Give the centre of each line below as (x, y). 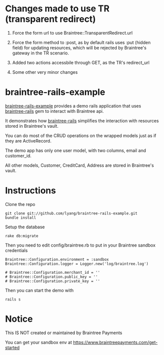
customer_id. (18, 155)
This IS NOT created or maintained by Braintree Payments (64, 333)
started (12, 348)
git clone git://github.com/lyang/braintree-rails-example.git (71, 213)
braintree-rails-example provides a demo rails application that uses (73, 106)
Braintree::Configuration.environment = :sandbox (57, 259)
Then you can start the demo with (39, 290)
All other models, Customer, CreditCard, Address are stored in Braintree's (80, 165)
